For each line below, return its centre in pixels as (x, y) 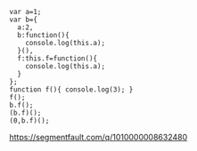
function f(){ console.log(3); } (71, 90)
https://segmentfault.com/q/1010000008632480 (98, 137)
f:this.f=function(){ (57, 59)
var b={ (24, 20)
